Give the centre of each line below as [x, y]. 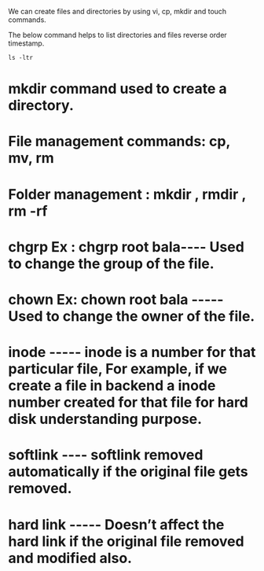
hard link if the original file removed [126, 541]
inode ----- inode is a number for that [132, 352]
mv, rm [31, 158]
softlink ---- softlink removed [106, 455]
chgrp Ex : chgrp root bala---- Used [126, 247]
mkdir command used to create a [117, 89]
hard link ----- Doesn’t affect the [116, 524]
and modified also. [70, 558]
